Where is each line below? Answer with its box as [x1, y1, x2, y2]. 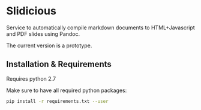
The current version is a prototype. [6, 42, 92, 49]
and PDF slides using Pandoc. [6, 30, 80, 37]
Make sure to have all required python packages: [6, 87, 127, 94]
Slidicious [6, 4, 57, 18]
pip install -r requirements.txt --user [6, 98, 109, 104]
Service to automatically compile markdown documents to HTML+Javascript [6, 24, 195, 31]
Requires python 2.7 [6, 75, 56, 82]
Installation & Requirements [6, 59, 112, 69]
